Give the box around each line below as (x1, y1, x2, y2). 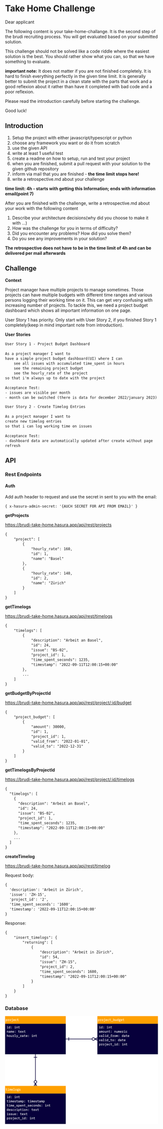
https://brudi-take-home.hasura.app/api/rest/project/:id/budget (5, 700, 132, 706)
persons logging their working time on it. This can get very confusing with (5, 297, 153, 303)
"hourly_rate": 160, (31, 547, 73, 552)
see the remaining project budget (14, 366, 83, 371)
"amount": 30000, (31, 725, 66, 729)
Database (5, 1005, 28, 1012)
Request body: (5, 873, 34, 879)
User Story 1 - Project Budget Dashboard (5, 342, 90, 346)
